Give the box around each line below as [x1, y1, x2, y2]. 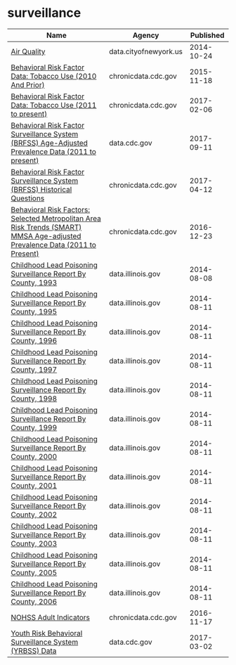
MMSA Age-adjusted [11, 231, 81, 240]
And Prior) [11, 79, 45, 89]
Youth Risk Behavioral [11, 628, 83, 638]
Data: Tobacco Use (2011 [11, 100, 97, 110]
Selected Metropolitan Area [11, 213, 102, 223]
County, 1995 [11, 306, 58, 316]
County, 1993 [11, 278, 58, 288]
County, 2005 [11, 567, 58, 577]
